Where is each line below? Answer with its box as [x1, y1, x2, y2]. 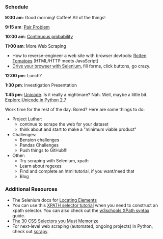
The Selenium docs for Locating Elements [12, 197, 97, 203]
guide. [12, 212, 26, 218]
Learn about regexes [19, 163, 62, 169]
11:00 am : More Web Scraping [5, 43, 66, 49]
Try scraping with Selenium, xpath [19, 158, 89, 164]
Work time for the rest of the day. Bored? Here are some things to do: [5, 107, 145, 113]
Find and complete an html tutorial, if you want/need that [19, 168, 135, 174]
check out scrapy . [12, 228, 49, 234]
